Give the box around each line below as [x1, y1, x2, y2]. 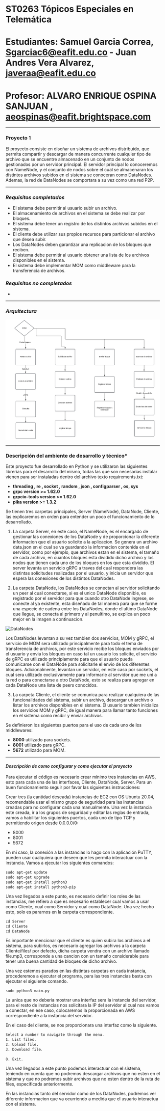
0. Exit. [5, 1057, 24, 1062]
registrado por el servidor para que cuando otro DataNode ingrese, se [12, 596, 154, 601]
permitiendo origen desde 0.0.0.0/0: [5, 820, 79, 826]
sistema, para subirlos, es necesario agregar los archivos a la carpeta [5, 943, 146, 948]
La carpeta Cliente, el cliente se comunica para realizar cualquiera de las [12, 692, 160, 698]
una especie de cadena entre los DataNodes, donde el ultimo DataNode [12, 606, 158, 612]
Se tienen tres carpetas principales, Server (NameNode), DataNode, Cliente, [5, 509, 160, 514]
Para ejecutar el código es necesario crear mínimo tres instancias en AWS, [5, 774, 156, 780]
